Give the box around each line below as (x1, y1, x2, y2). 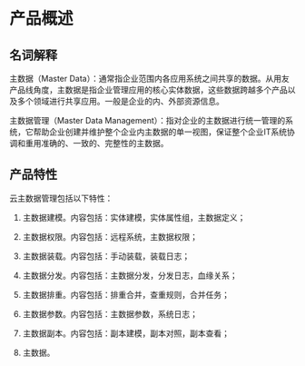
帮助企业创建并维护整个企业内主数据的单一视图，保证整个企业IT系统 (33, 126, 288, 137)
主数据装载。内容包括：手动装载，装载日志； (22, 251, 191, 262)
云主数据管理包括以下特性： (9, 193, 113, 203)
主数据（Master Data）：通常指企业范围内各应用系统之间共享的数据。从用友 (9, 74, 290, 84)
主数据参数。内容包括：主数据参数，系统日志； (22, 308, 198, 319)
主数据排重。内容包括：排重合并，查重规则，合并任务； (22, 289, 230, 300)
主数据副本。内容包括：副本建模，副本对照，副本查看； (22, 328, 230, 339)
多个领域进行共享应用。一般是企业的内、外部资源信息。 (16, 96, 224, 106)
